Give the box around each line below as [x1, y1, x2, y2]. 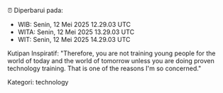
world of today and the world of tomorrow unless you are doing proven [7, 57, 214, 65]
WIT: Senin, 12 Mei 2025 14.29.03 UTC [17, 35, 131, 43]
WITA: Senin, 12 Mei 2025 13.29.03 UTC [17, 28, 135, 36]
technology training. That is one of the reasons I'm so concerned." [7, 64, 202, 72]
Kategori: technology [7, 78, 69, 86]
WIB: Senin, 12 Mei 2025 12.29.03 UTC [17, 21, 131, 28]
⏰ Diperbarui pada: [7, 6, 64, 14]
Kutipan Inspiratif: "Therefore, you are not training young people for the [7, 49, 216, 58]
